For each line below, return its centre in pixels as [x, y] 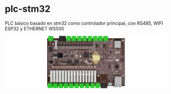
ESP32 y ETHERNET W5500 [35, 28]
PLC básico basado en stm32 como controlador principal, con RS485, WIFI [84, 23]
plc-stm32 [28, 9]
